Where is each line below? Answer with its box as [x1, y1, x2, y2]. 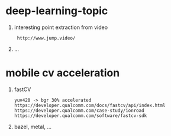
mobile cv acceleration [5, 66, 120, 80]
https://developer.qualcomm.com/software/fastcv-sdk [14, 112, 147, 119]
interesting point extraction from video [14, 24, 108, 31]
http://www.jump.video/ [17, 35, 76, 41]
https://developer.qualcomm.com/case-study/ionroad [14, 108, 144, 114]
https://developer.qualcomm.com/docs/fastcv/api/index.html [14, 102, 166, 108]
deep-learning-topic [5, 4, 108, 18]
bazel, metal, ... [14, 123, 51, 130]
